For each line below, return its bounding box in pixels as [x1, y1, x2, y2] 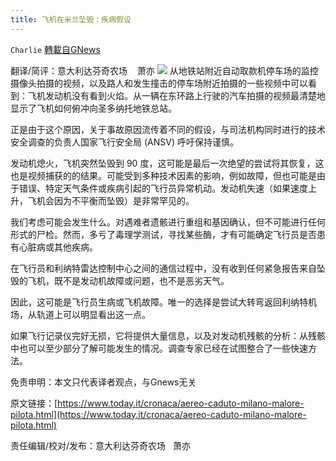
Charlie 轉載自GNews [10, 43, 101, 55]
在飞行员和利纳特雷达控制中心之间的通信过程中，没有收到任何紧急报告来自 [10, 262, 317, 274]
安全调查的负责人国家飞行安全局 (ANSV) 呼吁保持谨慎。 [10, 136, 239, 148]
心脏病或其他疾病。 [18, 241, 98, 253]
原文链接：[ [10, 397, 58, 409]
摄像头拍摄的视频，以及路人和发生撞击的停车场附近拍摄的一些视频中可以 [10, 77, 308, 89]
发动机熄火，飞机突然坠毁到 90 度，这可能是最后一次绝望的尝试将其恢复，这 [10, 157, 325, 169]
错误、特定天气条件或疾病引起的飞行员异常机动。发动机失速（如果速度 [18, 182, 308, 194]
